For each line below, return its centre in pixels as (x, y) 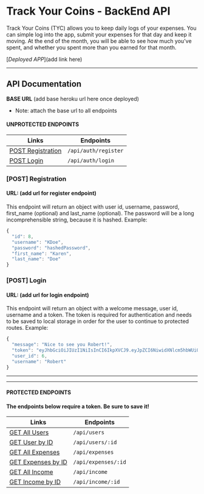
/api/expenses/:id (100, 462)
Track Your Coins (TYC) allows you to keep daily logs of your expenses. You (101, 28)
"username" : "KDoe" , (38, 242)
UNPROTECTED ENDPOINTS (43, 124)
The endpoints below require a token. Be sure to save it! (78, 406)
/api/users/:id (95, 443)
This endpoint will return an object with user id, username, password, (93, 207)
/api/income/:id (97, 482)
